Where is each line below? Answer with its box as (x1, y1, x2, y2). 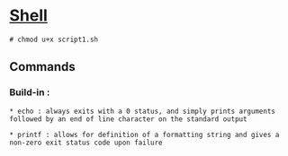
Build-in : (9, 86, 50, 99)
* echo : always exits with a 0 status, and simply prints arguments (9, 107, 276, 116)
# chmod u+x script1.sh (9, 35, 99, 44)
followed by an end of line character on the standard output (9, 114, 247, 124)
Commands (9, 59, 76, 74)
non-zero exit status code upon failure (9, 138, 164, 147)
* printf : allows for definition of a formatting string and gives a (9, 130, 280, 139)
